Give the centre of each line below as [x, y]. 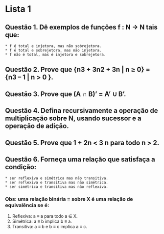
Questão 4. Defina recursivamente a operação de [82, 111]
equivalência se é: [27, 206]
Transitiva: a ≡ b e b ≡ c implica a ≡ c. [49, 226]
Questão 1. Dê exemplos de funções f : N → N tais [82, 27]
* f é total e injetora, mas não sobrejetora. [53, 46]
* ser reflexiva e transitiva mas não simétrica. [57, 182]
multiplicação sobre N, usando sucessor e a [73, 118]
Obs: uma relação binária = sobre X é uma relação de [69, 199]
